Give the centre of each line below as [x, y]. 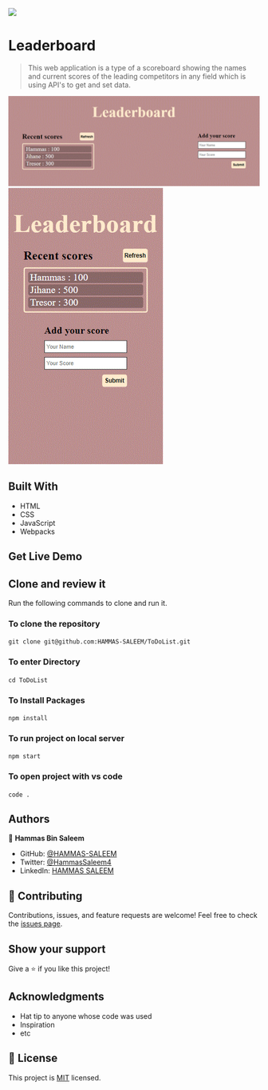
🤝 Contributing [45, 896]
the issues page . [35, 924]
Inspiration [37, 1024]
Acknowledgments [57, 997]
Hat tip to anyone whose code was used [86, 1016]
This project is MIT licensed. [55, 1077]
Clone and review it [57, 584]
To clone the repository [54, 624]
